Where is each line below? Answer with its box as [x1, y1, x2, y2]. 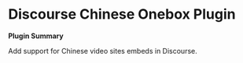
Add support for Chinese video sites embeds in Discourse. [8, 46, 198, 55]
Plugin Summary [8, 31, 64, 40]
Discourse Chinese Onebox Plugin [8, 5, 236, 23]
